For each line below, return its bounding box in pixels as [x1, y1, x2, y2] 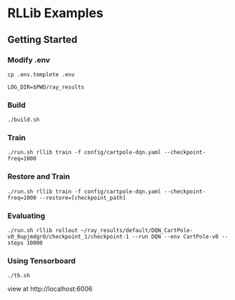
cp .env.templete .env [7, 71, 75, 78]
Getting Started [7, 34, 78, 46]
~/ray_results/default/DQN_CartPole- [81, 227, 194, 234]
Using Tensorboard [7, 256, 76, 266]
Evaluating [7, 211, 46, 221]
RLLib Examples [7, 5, 104, 21]
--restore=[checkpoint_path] [39, 194, 126, 201]
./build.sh [7, 116, 40, 124]
